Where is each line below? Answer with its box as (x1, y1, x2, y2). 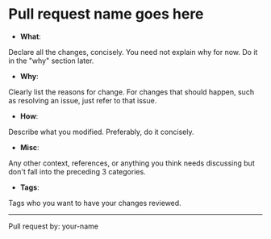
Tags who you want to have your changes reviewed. (8, 198, 181, 208)
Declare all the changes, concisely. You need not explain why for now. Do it (8, 47, 258, 57)
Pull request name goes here (8, 5, 204, 23)
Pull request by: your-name (8, 221, 99, 231)
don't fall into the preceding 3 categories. (8, 166, 147, 176)
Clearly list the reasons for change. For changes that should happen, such (8, 86, 255, 97)
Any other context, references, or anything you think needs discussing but (8, 158, 256, 168)
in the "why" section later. (8, 56, 94, 65)
